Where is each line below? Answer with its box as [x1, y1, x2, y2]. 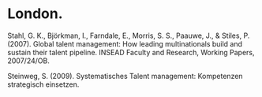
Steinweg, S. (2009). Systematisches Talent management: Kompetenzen [7, 71, 243, 80]
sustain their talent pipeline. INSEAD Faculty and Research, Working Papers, [7, 47, 255, 57]
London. [7, 5, 64, 23]
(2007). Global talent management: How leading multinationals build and [7, 39, 242, 48]
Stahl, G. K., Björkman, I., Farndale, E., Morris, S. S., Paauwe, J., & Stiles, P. [7, 31, 250, 40]
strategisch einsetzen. [7, 80, 80, 89]
